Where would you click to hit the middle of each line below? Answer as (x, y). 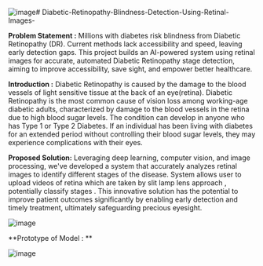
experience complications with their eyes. (75, 142)
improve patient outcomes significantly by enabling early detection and (123, 199)
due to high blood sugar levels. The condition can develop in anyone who (126, 117)
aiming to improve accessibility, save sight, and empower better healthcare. (130, 69)
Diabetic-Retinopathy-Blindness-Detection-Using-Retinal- (135, 12)
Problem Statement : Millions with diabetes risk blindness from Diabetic (124, 36)
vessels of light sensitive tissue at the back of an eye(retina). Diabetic (121, 93)
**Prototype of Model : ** (50, 238)
